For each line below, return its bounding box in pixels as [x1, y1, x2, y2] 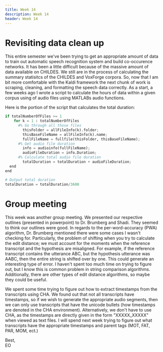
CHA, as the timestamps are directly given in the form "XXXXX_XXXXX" [5, 312, 149, 318]
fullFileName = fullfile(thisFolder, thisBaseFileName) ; [22, 136, 140, 142]
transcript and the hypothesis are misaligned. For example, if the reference [5, 245, 155, 252]
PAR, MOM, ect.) [5, 328, 38, 334]
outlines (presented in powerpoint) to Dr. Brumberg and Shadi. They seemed [5, 220, 158, 225]
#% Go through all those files [18, 123, 82, 128]
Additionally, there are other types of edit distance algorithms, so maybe [5, 272, 150, 278]
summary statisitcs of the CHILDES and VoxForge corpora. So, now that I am [5, 74, 159, 80]
